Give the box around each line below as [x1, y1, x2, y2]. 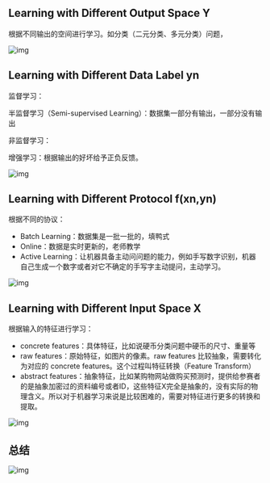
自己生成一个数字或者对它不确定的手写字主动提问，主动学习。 [19, 262, 226, 271]
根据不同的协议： [8, 214, 65, 225]
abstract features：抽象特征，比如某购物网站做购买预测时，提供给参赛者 [19, 372, 261, 381]
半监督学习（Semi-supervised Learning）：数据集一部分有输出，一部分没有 [8, 108, 255, 118]
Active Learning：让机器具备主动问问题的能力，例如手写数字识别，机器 [19, 252, 256, 262]
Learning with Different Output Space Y [8, 6, 211, 20]
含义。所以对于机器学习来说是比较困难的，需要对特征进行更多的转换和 [27, 392, 260, 401]
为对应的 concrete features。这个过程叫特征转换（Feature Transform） [19, 361, 256, 371]
